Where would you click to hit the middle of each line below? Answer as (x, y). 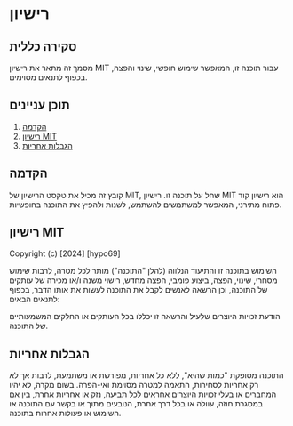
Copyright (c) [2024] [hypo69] (65, 253)
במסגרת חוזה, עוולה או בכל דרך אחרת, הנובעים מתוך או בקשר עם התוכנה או (136, 404)
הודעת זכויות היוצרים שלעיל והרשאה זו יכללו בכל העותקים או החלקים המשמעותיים (145, 317)
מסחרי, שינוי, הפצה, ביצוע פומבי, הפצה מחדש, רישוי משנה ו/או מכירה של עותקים (143, 280)
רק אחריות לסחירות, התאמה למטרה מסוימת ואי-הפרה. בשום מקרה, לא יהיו (134, 385)
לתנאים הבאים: (35, 299)
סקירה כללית (43, 47)
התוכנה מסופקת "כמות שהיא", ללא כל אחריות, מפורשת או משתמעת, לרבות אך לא (146, 375)
